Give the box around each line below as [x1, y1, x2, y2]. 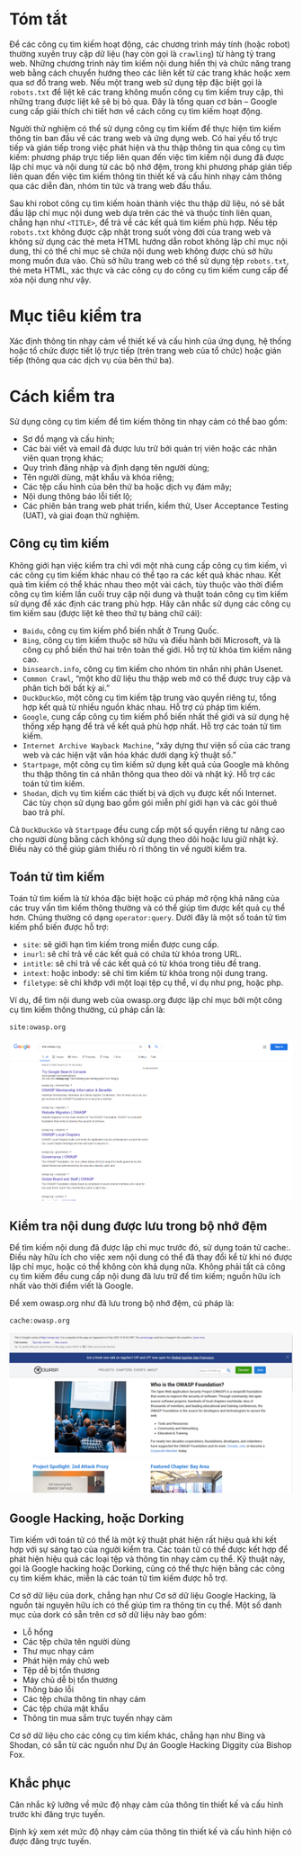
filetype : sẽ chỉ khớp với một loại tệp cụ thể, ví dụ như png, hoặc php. [22, 977, 284, 989]
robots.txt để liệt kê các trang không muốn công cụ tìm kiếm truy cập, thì [9, 86, 284, 97]
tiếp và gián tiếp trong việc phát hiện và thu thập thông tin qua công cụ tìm [9, 142, 286, 153]
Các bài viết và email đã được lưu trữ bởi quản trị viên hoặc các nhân [22, 443, 277, 453]
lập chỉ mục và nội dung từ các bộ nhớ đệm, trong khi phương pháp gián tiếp [9, 161, 293, 172]
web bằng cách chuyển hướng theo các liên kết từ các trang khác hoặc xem [9, 67, 290, 78]
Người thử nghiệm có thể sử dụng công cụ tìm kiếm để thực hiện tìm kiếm [9, 122, 281, 134]
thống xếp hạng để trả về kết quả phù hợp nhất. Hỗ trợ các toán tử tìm [22, 721, 281, 731]
